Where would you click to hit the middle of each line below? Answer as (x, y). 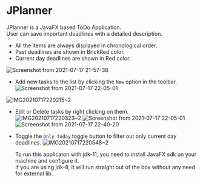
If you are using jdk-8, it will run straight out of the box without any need (105, 167)
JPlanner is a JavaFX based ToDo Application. (64, 27)
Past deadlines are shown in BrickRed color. (70, 51)
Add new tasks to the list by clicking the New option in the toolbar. (96, 82)
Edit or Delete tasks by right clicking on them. (72, 111)
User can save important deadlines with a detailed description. (84, 33)
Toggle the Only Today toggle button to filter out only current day (96, 136)
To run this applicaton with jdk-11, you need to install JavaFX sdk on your (106, 154)
